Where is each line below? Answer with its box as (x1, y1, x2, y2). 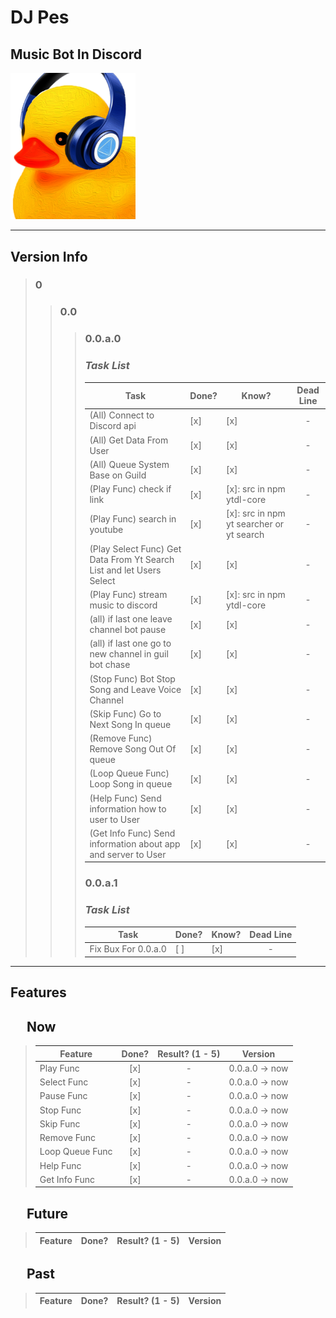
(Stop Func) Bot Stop (89, 672, 176, 685)
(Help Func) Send (89, 792, 162, 804)
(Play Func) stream (89, 588, 168, 600)
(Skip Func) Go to (89, 707, 162, 720)
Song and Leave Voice (89, 683, 182, 695)
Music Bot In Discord (10, 46, 142, 63)
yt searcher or (225, 518, 285, 530)
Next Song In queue (89, 718, 172, 730)
